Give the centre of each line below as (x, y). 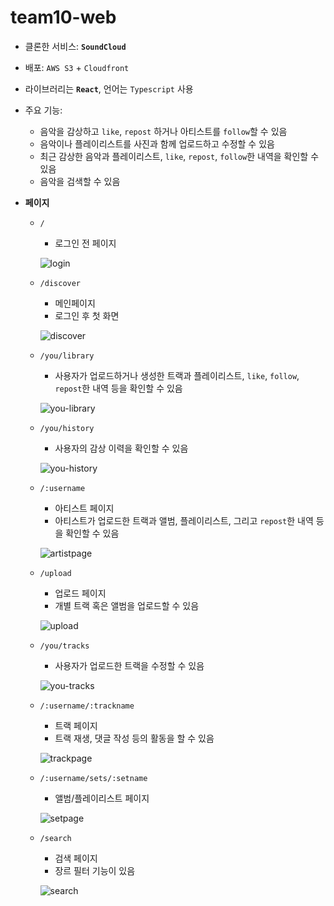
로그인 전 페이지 (85, 243)
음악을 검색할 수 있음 (80, 181)
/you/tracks (64, 646)
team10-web (63, 17)
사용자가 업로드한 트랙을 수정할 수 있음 (129, 665)
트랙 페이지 (76, 725)
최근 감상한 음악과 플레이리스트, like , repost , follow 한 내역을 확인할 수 (179, 156)
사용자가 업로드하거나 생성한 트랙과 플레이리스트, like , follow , (177, 375)
